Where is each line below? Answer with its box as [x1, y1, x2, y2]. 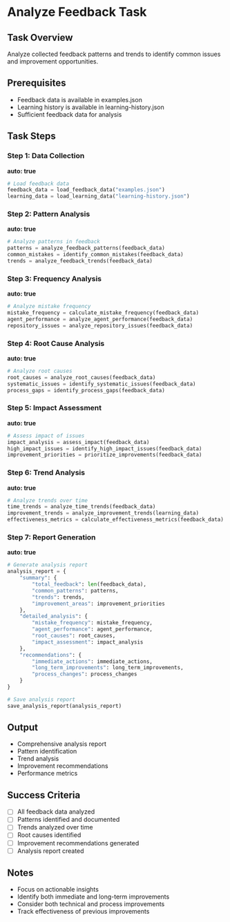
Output [7, 722, 38, 733]
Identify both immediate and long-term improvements [17, 892, 170, 901]
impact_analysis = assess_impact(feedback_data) [7, 439, 150, 445]
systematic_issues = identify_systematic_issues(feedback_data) [7, 381, 196, 387]
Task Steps [7, 131, 57, 142]
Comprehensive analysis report [17, 740, 107, 748]
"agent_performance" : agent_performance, [32, 626, 153, 633]
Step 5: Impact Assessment [7, 403, 102, 413]
